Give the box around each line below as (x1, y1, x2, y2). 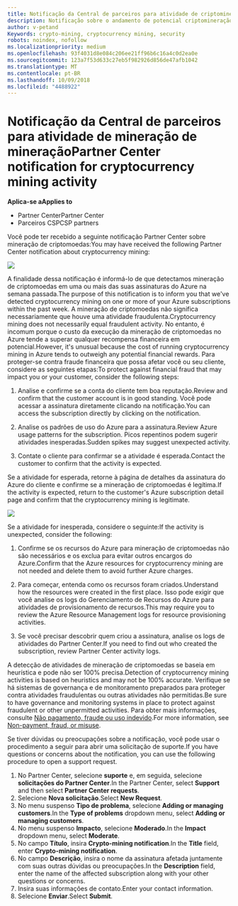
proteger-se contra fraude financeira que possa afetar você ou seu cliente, (7, 358, 226, 366)
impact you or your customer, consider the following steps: (7, 373, 179, 381)
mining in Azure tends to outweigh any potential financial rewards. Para (7, 350, 215, 359)
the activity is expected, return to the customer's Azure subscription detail (7, 488, 225, 497)
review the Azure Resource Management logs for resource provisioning (17, 611, 226, 619)
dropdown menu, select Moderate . (17, 831, 120, 840)
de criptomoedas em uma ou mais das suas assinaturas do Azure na (7, 282, 207, 291)
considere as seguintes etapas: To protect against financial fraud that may (7, 365, 222, 373)
